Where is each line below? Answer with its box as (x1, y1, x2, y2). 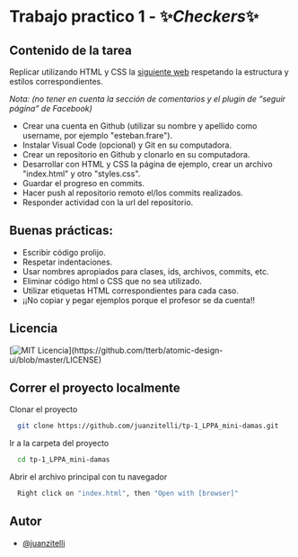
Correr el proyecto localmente (9, 381, 181, 396)
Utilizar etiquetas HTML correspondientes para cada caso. (22, 285, 240, 296)
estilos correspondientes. (9, 76, 103, 86)
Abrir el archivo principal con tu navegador (9, 472, 168, 482)
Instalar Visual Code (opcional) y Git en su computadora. (22, 139, 232, 150)
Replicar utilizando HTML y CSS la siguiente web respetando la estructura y (9, 67, 289, 77)
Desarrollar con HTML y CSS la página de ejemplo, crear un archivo (22, 159, 273, 169)
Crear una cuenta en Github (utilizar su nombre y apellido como (22, 121, 258, 131)
